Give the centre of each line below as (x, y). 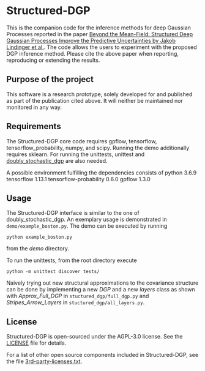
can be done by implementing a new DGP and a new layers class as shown (101, 290)
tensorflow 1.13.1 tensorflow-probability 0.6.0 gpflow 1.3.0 (79, 179)
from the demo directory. (38, 249)
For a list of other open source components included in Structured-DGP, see (102, 355)
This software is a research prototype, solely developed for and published (99, 94)
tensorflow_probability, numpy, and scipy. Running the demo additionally (98, 148)
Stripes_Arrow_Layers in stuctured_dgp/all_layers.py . (76, 302)
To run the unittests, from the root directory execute (72, 260)
